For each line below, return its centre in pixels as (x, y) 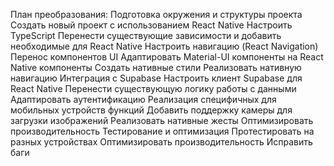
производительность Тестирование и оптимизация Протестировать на (162, 131)
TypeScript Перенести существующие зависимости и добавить (146, 35)
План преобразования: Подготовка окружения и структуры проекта (156, 14)
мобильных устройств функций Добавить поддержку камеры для (151, 110)
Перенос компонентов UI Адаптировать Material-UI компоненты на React (167, 57)
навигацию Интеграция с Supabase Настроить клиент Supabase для (156, 78)
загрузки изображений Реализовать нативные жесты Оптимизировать (162, 120)
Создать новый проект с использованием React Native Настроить (151, 25)
